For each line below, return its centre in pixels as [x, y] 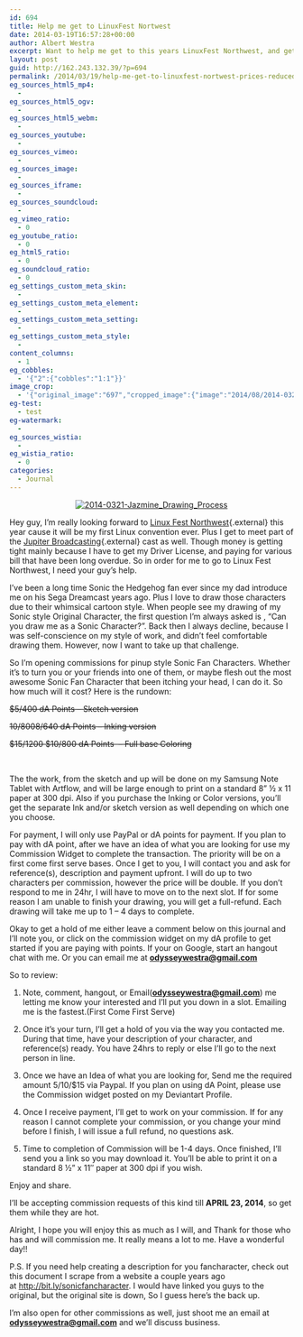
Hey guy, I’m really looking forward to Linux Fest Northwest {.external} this [147, 522]
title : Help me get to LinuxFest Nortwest [90, 26]
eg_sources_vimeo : [44, 152]
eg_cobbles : [32, 370]
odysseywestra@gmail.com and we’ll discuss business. [115, 1322]
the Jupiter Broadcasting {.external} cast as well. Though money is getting [147, 541]
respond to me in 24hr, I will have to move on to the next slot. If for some [144, 892]
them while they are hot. [54, 1212]
